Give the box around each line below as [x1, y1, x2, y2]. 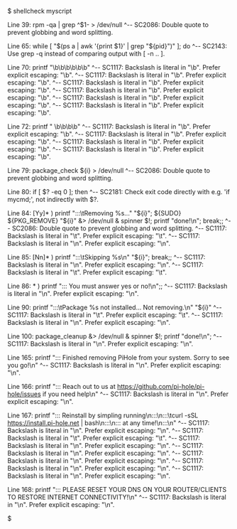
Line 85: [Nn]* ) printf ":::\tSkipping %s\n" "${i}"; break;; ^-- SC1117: [7, 253, 206, 261]
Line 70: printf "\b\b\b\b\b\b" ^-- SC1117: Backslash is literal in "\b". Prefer [7, 63, 221, 71]
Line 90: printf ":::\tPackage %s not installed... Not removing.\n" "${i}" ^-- [7, 303, 222, 311]
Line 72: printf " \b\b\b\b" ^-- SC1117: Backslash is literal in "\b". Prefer [7, 122, 211, 131]
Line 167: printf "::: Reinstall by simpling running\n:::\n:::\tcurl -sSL [7, 411, 199, 420]
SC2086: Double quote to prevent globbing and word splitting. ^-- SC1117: [11, 224, 227, 233]
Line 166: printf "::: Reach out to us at [7, 383, 116, 390]
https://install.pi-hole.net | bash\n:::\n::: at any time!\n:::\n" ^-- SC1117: [7, 419, 210, 427]
